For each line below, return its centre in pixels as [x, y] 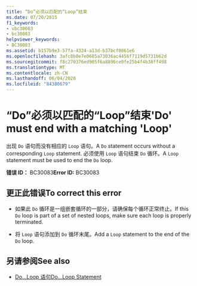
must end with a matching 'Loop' [89, 129]
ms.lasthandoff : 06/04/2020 [41, 78]
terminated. [29, 221]
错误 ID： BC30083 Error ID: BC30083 [53, 172]
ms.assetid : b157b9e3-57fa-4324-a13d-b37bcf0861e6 [70, 51]
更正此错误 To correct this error [64, 193]
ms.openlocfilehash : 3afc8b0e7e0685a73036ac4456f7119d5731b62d [87, 56]
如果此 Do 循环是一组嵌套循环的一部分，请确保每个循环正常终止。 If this [102, 209]
